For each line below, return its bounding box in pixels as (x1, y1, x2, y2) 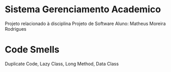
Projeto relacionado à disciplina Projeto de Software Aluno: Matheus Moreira (5, 20, 166, 27)
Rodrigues (5, 26, 27, 32)
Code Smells (5, 44, 60, 56)
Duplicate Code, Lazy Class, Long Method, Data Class (5, 60, 119, 67)
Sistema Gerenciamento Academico (5, 4, 161, 15)
